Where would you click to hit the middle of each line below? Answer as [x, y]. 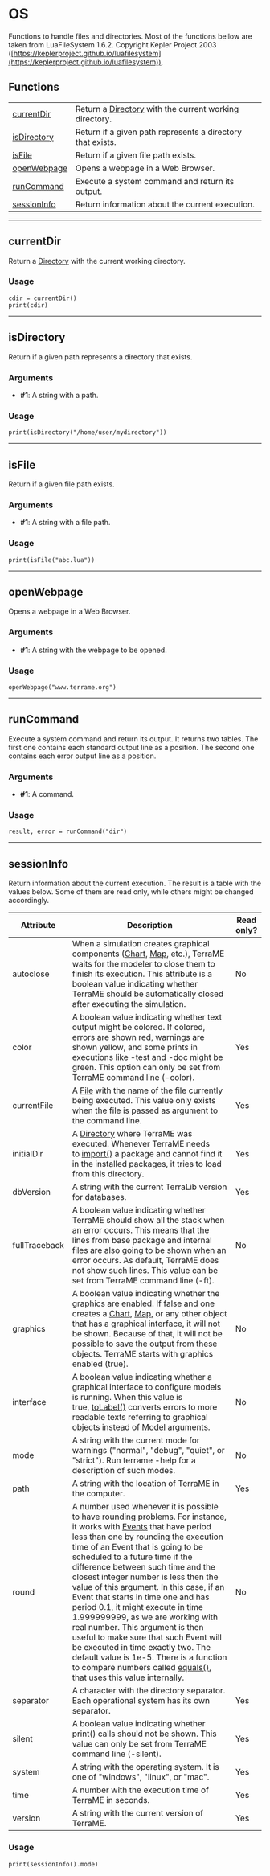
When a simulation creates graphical [141, 944]
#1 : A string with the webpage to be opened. [93, 650]
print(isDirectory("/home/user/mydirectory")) [88, 433]
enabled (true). [100, 1364]
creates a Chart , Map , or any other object [149, 1314]
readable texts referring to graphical [140, 1418]
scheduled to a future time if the [132, 1557]
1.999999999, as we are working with [145, 1617]
